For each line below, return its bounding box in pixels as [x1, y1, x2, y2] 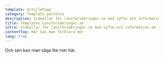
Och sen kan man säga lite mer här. [5, 47, 76, 53]
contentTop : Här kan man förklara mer [5, 29, 84, 34]
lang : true [5, 34, 27, 39]
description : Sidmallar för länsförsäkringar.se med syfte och [5, 16, 137, 21]
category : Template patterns [5, 12, 64, 16]
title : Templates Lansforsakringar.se [5, 20, 84, 26]
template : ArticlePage [5, 7, 51, 12]
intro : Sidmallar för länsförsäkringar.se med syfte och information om [5, 25, 156, 30]
